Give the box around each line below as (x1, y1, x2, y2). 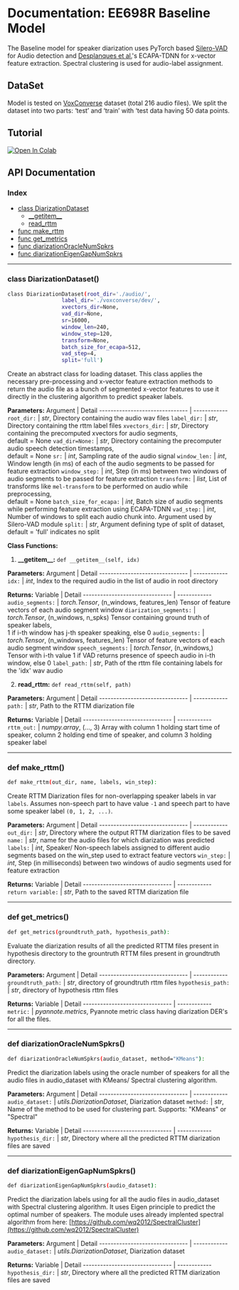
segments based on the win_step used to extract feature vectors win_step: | (7, 851, 231, 860)
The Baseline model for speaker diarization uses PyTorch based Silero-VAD (7, 44, 228, 52)
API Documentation (7, 166, 96, 178)
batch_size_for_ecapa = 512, (61, 343, 142, 351)
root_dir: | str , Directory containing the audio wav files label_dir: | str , (7, 414, 218, 423)
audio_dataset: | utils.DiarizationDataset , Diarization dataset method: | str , (7, 1097, 224, 1106)
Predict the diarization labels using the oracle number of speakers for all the (7, 1068, 230, 1077)
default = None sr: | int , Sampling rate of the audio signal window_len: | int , (7, 452, 228, 460)
